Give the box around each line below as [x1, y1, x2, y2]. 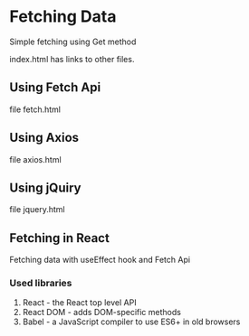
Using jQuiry [9, 180, 81, 195]
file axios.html [9, 154, 62, 164]
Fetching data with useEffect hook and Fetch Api [9, 255, 191, 266]
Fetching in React [9, 230, 110, 246]
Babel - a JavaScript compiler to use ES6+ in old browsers [22, 316, 241, 327]
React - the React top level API [22, 297, 138, 308]
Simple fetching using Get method [9, 36, 137, 47]
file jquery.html [9, 204, 65, 215]
